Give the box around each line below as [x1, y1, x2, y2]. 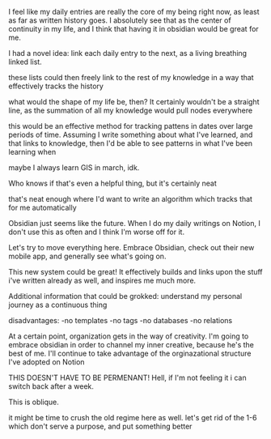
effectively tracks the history [8, 81, 104, 91]
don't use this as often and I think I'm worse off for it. [8, 227, 184, 237]
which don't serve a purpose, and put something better [8, 421, 193, 431]
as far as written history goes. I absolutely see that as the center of [8, 15, 232, 25]
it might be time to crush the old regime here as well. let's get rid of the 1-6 [8, 413, 257, 422]
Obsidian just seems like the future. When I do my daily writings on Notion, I [8, 219, 260, 228]
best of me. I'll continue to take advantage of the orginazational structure [8, 348, 252, 358]
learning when [8, 147, 57, 156]
